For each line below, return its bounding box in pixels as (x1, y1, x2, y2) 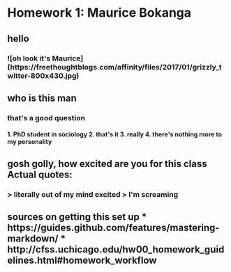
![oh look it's (7, 54, 51, 63)
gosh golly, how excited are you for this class (7, 158, 207, 170)
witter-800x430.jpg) (7, 71, 80, 81)
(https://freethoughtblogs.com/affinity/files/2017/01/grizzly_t (7, 62, 222, 72)
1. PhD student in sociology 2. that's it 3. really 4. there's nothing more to (7, 130, 222, 138)
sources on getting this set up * (7, 211, 147, 223)
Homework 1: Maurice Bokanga (7, 5, 192, 21)
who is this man (7, 92, 77, 104)
